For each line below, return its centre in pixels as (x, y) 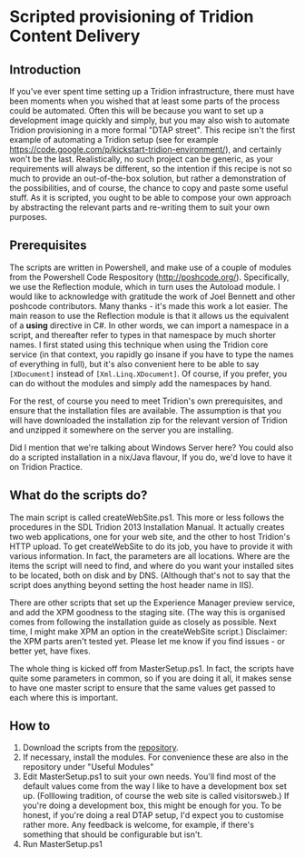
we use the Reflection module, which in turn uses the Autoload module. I (145, 286)
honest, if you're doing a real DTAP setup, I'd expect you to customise (153, 815)
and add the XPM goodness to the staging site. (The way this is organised (148, 612)
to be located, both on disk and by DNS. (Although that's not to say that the (150, 575)
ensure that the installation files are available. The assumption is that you (145, 410)
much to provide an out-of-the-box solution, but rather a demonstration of (148, 178)
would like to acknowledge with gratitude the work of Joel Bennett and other (152, 296)
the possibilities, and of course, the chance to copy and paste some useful (149, 188)
